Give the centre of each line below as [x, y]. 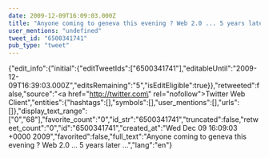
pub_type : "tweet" [39, 46]
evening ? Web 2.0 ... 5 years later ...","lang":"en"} [90, 145]
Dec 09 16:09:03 [210, 128]
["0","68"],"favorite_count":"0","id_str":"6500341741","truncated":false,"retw [133, 120]
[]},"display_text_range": [48, 111]
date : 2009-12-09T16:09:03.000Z [62, 16]
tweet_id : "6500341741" [48, 38]
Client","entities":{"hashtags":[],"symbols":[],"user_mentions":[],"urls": [124, 103]
